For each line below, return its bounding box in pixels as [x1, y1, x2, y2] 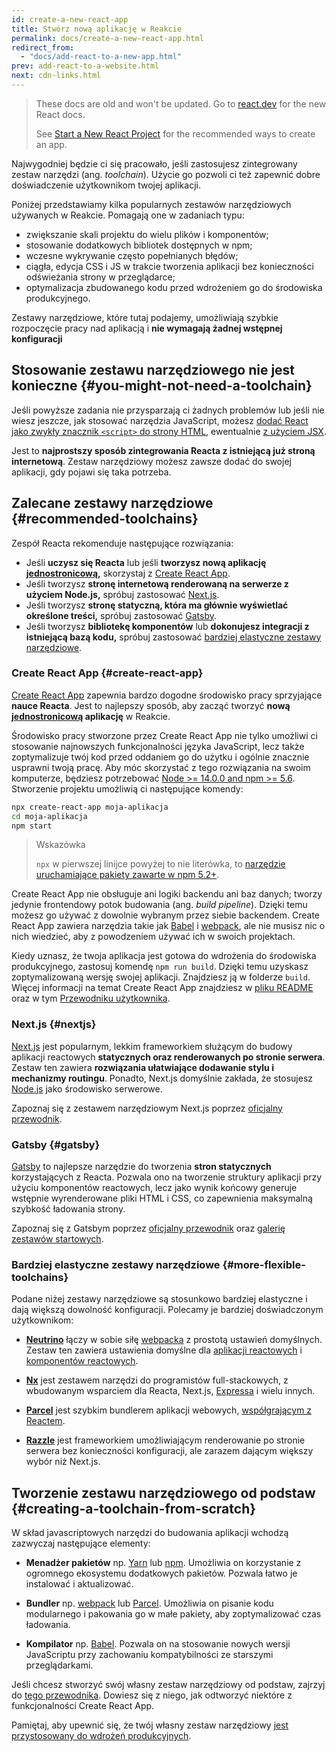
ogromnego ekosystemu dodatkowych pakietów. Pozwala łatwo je [25, 1567, 298, 1580]
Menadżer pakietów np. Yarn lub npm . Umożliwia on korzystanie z [25, 1557, 302, 1569]
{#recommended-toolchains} [11, 511, 199, 528]
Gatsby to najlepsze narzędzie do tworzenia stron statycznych [11, 1161, 272, 1173]
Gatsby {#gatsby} [11, 1137, 101, 1151]
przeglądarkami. [25, 1659, 94, 1671]
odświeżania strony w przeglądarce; [25, 271, 176, 283]
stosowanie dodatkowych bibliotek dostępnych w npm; [25, 239, 253, 251]
